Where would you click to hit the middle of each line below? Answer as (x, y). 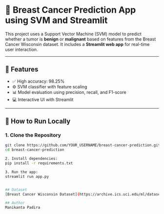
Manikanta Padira (23, 208)
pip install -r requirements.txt (39, 163)
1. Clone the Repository (33, 135)
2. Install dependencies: (31, 159)
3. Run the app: (21, 172)
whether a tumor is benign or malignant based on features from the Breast (81, 39)
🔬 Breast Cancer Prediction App (71, 10)
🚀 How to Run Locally (38, 121)
